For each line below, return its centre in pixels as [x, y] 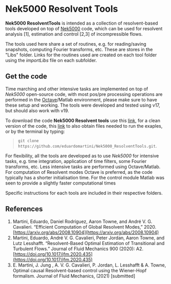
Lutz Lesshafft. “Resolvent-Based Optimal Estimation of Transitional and [89, 243]
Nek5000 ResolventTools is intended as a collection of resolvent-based [82, 23]
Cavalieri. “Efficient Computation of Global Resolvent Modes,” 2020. [84, 227]
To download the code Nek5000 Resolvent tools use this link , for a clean [83, 120]
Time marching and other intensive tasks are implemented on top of [77, 89]
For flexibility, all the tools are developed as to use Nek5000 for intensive [82, 156]
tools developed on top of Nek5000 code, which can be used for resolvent [84, 28]
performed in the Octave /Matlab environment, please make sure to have [81, 99]
